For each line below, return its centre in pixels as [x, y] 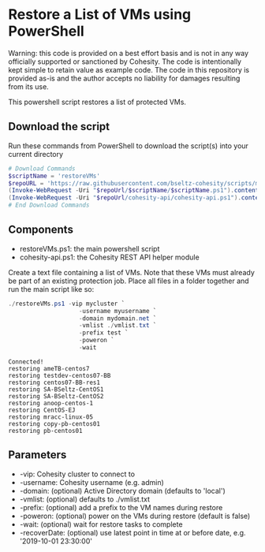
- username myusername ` [118, 311]
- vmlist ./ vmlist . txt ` [118, 326]
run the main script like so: [51, 289]
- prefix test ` [103, 333]
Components [41, 230]
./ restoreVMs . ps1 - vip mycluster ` [67, 304]
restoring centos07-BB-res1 [54, 382]
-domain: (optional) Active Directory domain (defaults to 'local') [123, 490]
